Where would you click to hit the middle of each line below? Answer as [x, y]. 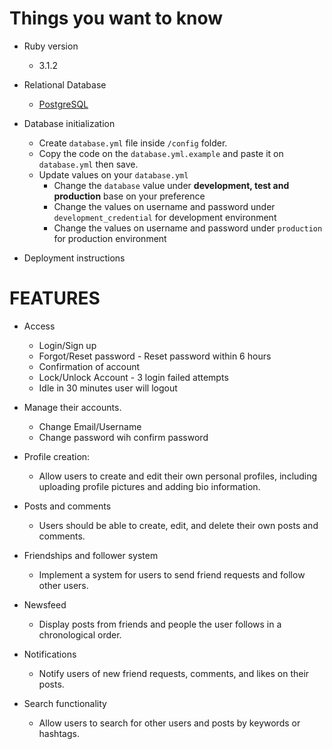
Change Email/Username [90, 426]
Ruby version [51, 46]
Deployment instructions [74, 258]
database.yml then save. [88, 164]
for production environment [110, 238]
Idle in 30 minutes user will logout [108, 388]
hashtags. [59, 733]
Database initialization [69, 123]
